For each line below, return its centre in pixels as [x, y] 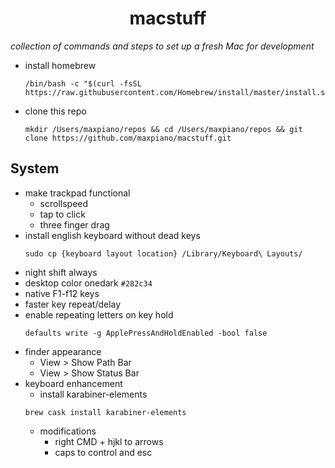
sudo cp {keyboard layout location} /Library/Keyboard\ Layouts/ [163, 253]
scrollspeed [64, 203]
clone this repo [55, 111]
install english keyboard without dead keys [112, 235]
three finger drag [74, 224]
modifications [68, 431]
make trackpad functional [77, 193]
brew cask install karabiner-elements [105, 412]
